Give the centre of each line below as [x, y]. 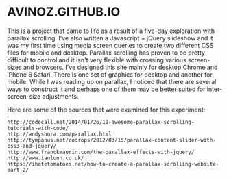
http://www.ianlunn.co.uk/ [46, 158]
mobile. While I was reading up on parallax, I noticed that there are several [112, 81]
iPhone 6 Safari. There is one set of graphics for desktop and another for [110, 74]
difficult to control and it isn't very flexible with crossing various [97, 60]
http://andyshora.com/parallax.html [59, 134]
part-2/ [18, 170]
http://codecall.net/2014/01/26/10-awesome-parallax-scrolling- [101, 122]
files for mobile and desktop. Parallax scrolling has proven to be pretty [106, 53]
